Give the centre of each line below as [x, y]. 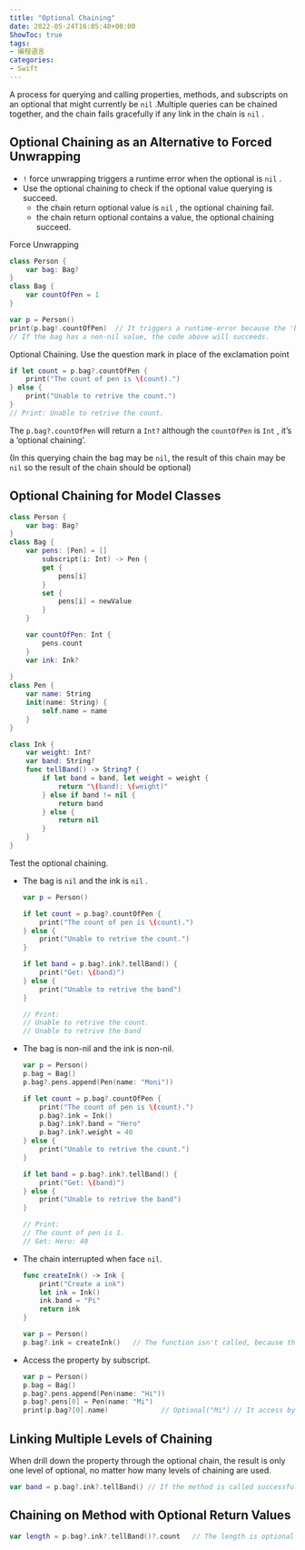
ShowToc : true [36, 35]
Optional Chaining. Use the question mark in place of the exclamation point [149, 354]
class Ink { [32, 744]
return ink [60, 1309]
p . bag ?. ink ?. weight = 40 [86, 1132]
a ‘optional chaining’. [48, 440]
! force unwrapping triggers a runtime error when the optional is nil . [152, 178]
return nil [79, 820]
